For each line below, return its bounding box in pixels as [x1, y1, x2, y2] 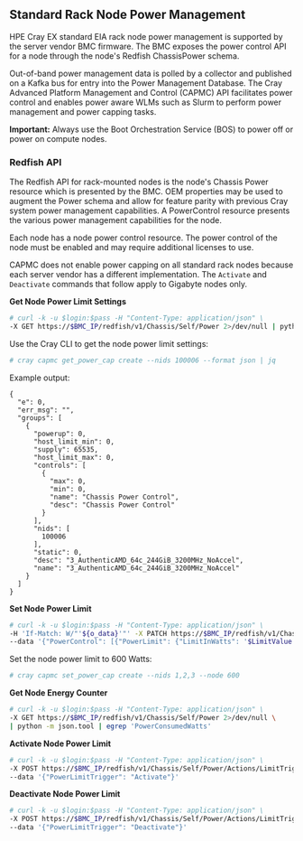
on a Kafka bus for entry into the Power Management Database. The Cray [9, 77, 282, 89]
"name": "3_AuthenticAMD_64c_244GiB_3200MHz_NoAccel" [32, 564, 241, 573]
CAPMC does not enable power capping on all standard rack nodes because [9, 259, 294, 270]
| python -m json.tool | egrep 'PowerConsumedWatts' [9, 722, 212, 731]
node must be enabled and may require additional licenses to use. [9, 242, 254, 253]
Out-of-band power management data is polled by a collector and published [9, 68, 292, 79]
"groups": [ [17, 413, 63, 423]
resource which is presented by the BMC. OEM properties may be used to [9, 186, 284, 197]
